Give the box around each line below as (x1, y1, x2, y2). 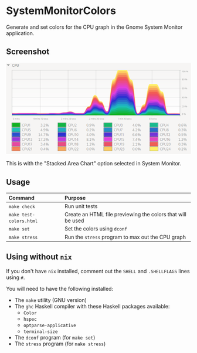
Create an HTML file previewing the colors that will (64, 211, 186, 218)
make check (8, 203, 35, 209)
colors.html (8, 218, 38, 224)
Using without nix (6, 252, 72, 262)
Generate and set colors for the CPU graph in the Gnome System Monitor (6, 23, 183, 30)
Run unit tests (64, 202, 98, 209)
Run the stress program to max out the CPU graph (64, 233, 186, 240)
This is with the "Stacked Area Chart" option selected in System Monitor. (6, 160, 182, 167)
